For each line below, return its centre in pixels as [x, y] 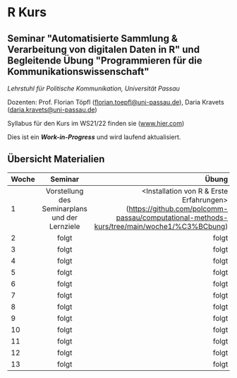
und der [65, 218]
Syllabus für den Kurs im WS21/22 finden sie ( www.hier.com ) [96, 123]
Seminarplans [65, 208]
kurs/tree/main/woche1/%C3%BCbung [160, 226]
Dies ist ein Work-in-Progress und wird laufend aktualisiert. [94, 137]
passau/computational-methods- [172, 218]
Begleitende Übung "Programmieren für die [105, 60]
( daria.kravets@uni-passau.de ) [52, 110]
